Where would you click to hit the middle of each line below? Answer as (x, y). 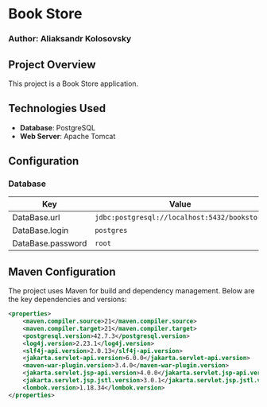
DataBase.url (36, 218)
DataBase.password (50, 243)
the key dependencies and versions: (68, 300)
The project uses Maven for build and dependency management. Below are (132, 291)
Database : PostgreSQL (58, 127)
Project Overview (52, 64)
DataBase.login (41, 231)
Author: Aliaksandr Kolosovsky (70, 39)
